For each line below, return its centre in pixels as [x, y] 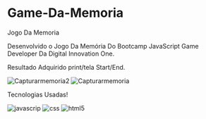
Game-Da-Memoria [66, 13]
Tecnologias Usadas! [38, 94]
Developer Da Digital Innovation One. [61, 54]
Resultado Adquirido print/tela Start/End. [66, 67]
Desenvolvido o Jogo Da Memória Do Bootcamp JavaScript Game [103, 46]
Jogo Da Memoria [34, 32]
